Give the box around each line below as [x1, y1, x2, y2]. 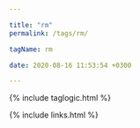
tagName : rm [9, 45, 53, 54]
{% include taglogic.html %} [9, 93, 112, 103]
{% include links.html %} [9, 109, 99, 120]
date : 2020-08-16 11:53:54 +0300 [9, 61, 132, 70]
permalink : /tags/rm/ [9, 28, 89, 38]
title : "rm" [9, 20, 53, 29]
